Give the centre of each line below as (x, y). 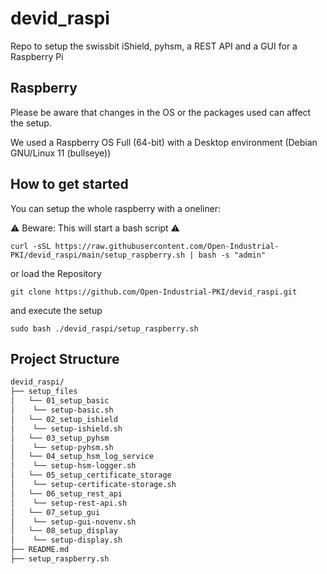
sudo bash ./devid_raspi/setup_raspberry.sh (104, 328)
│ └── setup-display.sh (66, 540)
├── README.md (40, 550)
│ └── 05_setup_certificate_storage (91, 475)
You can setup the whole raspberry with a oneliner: (116, 208)
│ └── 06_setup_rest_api (66, 493)
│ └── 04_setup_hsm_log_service (82, 457)
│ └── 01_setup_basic (60, 401)
